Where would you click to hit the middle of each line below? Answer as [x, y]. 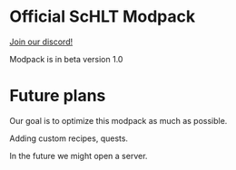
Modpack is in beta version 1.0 [66, 59]
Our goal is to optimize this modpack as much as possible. [118, 120]
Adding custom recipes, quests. [69, 138]
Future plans [58, 96]
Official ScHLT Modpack [103, 17]
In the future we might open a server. [79, 156]
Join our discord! [41, 42]
